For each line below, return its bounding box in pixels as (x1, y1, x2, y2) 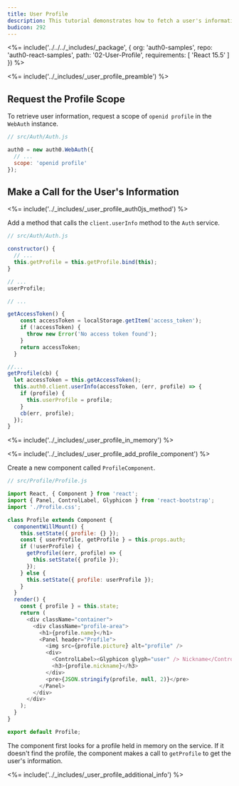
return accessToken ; (20, 343, 81, 351)
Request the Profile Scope (7, 93, 126, 105)
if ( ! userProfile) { (20, 543, 81, 550)
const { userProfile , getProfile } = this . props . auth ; (20, 536, 186, 543)
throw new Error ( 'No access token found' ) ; (26, 331, 158, 338)
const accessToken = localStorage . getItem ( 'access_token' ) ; (20, 317, 202, 325)
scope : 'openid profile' (14, 159, 87, 166)
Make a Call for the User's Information (7, 186, 179, 198)
